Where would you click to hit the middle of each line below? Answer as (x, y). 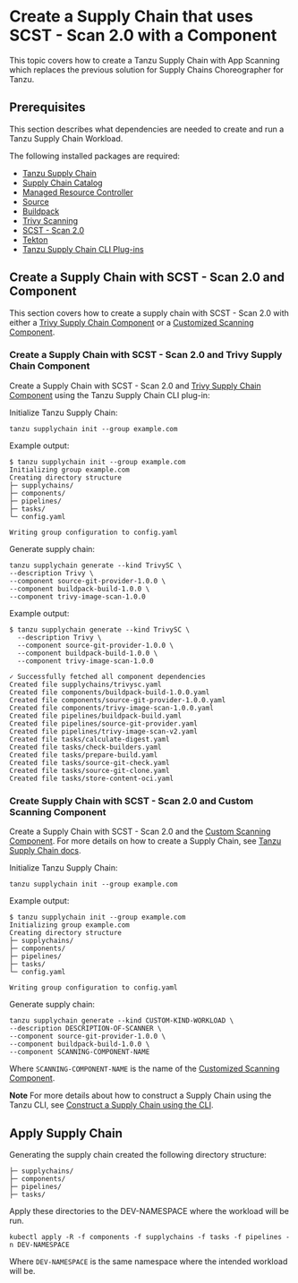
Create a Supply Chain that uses (131, 17)
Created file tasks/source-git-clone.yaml (89, 770)
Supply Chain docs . (46, 851)
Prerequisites (47, 108)
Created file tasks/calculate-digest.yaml (89, 739)
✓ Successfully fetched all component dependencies (107, 676)
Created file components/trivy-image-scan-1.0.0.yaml (112, 708)
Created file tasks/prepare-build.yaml (84, 755)
